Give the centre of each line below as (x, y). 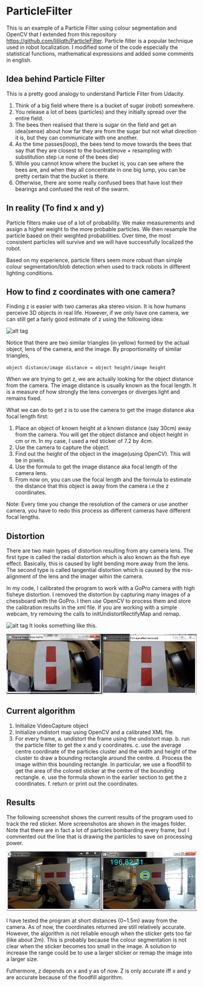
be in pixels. (30, 461)
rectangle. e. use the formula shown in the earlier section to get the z (101, 777)
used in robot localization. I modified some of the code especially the (92, 47)
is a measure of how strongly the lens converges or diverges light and (93, 392)
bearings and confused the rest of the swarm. (72, 189)
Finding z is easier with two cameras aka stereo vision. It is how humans (96, 306)
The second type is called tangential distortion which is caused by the (93, 570)
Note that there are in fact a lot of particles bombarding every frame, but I (98, 830)
